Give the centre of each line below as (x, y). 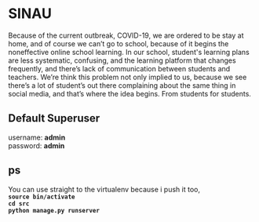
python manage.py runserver (54, 210)
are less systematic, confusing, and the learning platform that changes (122, 60)
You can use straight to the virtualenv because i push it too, (104, 189)
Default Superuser (54, 118)
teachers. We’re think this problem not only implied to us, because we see (128, 77)
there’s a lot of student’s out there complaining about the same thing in (122, 85)
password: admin (36, 145)
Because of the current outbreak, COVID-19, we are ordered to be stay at (126, 35)
